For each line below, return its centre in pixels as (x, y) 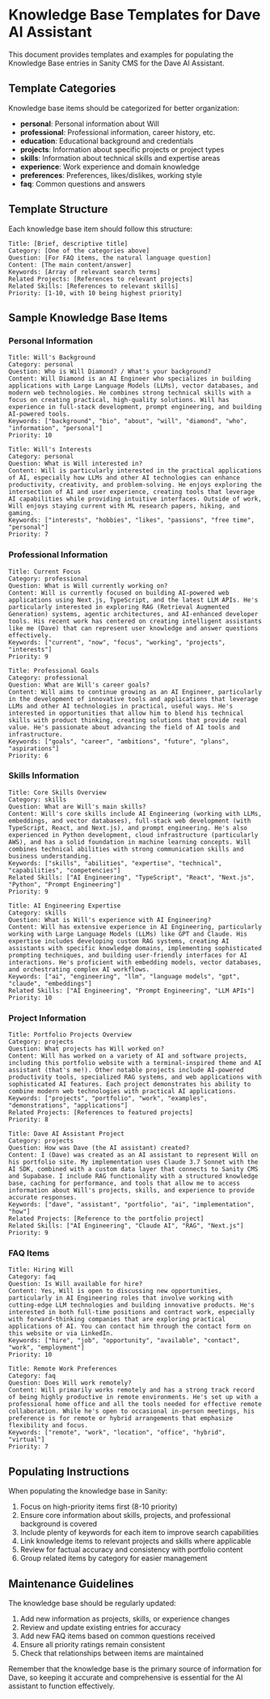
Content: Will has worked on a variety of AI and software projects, (128, 1056)
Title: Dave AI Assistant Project (67, 1134)
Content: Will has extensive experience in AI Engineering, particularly (135, 927)
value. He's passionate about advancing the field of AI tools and (124, 727)
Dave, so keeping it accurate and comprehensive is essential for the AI (126, 1678)
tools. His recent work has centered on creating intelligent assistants (135, 621)
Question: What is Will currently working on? (88, 585)
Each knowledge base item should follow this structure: (101, 229)
